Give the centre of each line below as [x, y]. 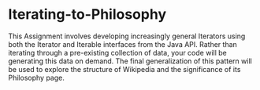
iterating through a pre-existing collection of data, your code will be [117, 52]
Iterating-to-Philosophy [87, 14]
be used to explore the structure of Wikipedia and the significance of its [124, 69]
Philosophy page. [36, 77]
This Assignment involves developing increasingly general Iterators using [127, 36]
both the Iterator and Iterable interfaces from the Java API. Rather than [123, 44]
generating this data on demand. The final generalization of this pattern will [130, 61]
